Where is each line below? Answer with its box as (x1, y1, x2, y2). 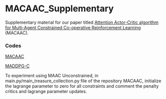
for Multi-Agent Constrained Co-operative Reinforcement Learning (5, 24, 141, 30)
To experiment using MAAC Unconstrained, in (5, 73, 99, 79)
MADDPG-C (5, 63, 30, 69)
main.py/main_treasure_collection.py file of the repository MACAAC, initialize (5, 78, 162, 84)
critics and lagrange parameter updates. (5, 89, 87, 95)
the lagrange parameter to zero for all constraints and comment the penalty (5, 83, 159, 89)
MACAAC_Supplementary (5, 3, 114, 14)
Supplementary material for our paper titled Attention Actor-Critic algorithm (5, 19, 159, 25)
